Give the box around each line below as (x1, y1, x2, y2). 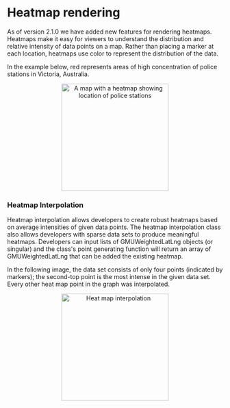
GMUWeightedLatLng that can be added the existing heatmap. (7, 252, 183, 261)
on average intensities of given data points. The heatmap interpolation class (7, 223, 221, 231)
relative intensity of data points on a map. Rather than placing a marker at (7, 42, 214, 50)
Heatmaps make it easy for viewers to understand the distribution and (7, 34, 204, 43)
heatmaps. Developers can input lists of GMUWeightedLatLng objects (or (7, 238, 214, 246)
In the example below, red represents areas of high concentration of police (7, 62, 218, 71)
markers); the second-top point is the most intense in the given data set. (7, 273, 211, 281)
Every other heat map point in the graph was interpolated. (7, 280, 170, 289)
